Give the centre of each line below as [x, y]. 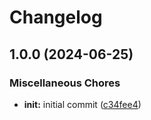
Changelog [56, 17]
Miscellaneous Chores [65, 83]
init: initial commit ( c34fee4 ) [82, 104]
